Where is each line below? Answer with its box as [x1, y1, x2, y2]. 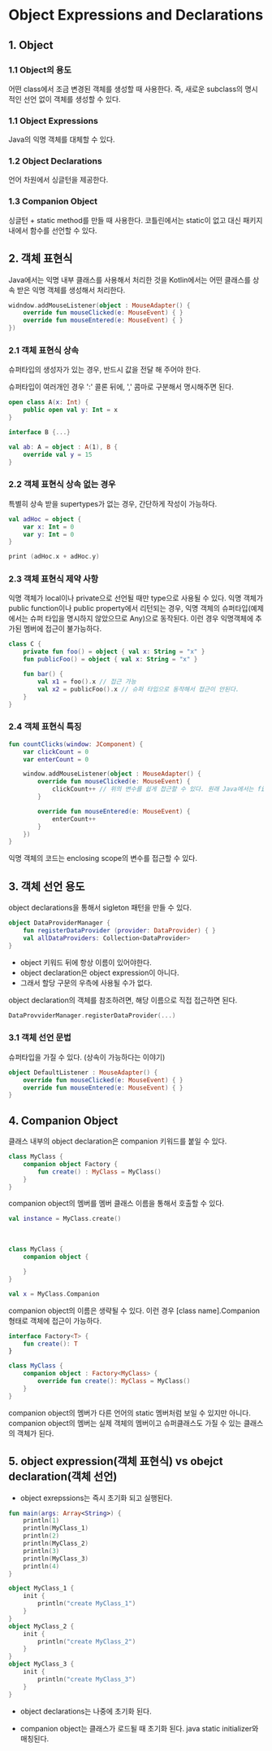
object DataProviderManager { [8, 919, 111, 928]
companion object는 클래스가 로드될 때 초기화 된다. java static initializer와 [19, 1723, 259, 1733]
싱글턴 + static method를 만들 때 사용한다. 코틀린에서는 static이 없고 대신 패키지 [8, 215, 263, 225]
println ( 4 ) [23, 1562, 60, 1570]
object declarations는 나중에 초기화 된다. [19, 1706, 152, 1716]
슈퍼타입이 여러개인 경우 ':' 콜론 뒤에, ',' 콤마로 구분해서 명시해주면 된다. [8, 382, 234, 392]
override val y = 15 [23, 450, 93, 459]
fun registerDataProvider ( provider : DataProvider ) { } [23, 926, 217, 934]
